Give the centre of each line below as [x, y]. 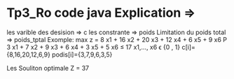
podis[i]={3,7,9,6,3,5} [82, 55]
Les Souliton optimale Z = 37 [48, 68]
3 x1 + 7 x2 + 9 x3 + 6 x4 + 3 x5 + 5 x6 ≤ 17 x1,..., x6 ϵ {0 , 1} [93, 47]
